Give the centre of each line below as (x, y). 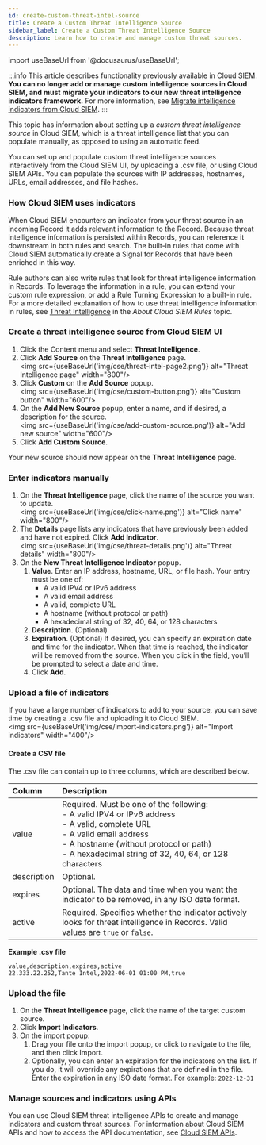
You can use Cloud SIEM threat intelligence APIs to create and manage (123, 1116)
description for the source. (63, 417)
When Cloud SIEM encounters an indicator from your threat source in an (126, 220)
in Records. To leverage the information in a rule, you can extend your (122, 286)
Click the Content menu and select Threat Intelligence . (110, 349)
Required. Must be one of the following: (135, 804)
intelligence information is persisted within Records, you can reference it (126, 237)
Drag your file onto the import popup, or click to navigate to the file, (141, 1043)
